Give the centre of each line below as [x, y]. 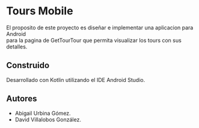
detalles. [17, 47]
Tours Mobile [40, 11]
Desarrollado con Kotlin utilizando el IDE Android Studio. [76, 80]
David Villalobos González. [48, 119]
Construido [28, 65]
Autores [22, 99]
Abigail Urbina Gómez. [43, 113]
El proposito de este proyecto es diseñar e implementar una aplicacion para [100, 28]
